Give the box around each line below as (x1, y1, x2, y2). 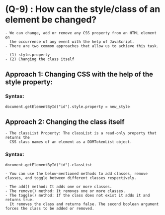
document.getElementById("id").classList (5, 162, 92, 167)
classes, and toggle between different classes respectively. (5, 175, 137, 180)
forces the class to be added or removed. (5, 206, 94, 211)
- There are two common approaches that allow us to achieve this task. (5, 43, 159, 48)
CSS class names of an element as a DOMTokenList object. (9, 139, 133, 145)
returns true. (5, 197, 35, 202)
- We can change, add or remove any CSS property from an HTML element (5, 30, 157, 35)
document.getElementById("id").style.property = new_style (5, 104, 130, 109)
